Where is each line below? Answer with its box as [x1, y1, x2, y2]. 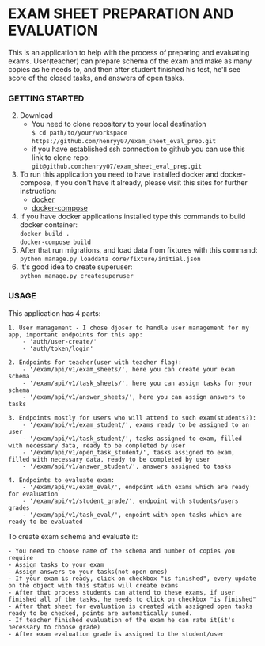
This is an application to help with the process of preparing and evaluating [8, 47, 250, 57]
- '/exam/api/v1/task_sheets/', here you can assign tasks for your [22, 379, 253, 387]
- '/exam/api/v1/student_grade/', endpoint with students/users [22, 496, 239, 505]
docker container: [19, 220, 78, 230]
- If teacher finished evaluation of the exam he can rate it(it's [8, 616, 236, 624]
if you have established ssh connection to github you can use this [31, 144, 245, 154]
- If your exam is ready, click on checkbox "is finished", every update [8, 575, 257, 583]
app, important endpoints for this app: [8, 330, 144, 339]
